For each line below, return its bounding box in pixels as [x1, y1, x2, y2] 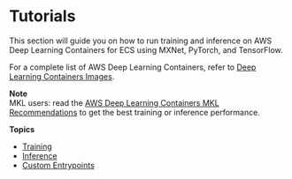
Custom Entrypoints [21, 160, 95, 170]
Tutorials [9, 6, 76, 26]
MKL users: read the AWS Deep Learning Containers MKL [9, 97, 219, 108]
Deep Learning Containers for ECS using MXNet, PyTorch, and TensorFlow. [9, 44, 283, 55]
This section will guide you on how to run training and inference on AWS [9, 35, 273, 46]
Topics [9, 123, 35, 134]
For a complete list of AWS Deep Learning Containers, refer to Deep [9, 62, 257, 72]
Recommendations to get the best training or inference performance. [9, 107, 261, 117]
